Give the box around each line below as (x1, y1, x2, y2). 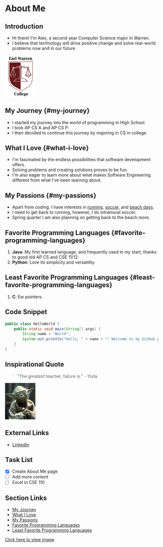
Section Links (5, 494, 47, 502)
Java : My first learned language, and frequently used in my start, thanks (12, 249, 157, 255)
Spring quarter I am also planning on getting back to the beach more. (12, 214, 150, 221)
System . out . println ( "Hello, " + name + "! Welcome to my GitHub (22, 337, 155, 342)
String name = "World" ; (22, 332, 70, 337)
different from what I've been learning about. (12, 177, 102, 183)
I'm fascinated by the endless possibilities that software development (12, 157, 151, 162)
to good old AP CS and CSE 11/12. (12, 254, 79, 260)
